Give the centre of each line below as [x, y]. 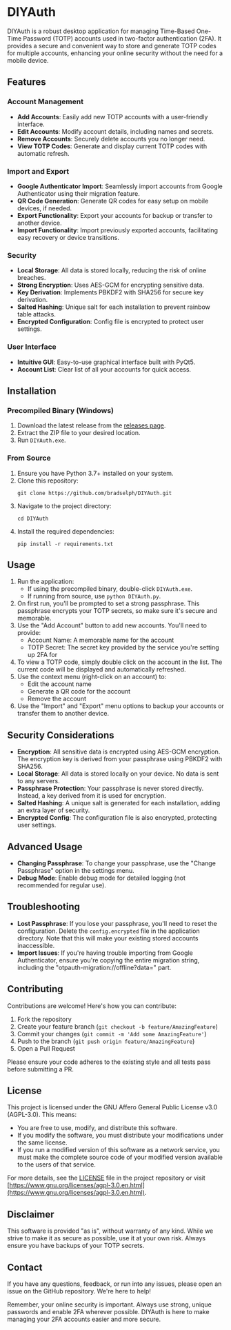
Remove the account [57, 699]
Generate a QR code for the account [79, 692]
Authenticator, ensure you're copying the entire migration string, [108, 960]
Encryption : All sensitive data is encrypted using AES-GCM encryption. [119, 752]
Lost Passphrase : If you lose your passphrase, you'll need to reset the [117, 923]
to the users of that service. [57, 1165]
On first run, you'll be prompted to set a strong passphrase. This [108, 603]
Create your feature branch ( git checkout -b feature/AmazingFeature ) [118, 1026]
